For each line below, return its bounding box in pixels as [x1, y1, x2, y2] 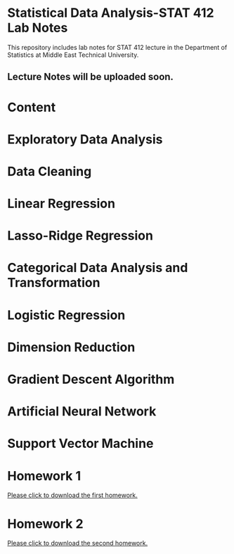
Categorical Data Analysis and [7, 260, 188, 276]
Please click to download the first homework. [7, 491, 138, 500]
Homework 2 [7, 515, 84, 532]
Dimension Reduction [7, 339, 136, 355]
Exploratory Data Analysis [7, 131, 163, 147]
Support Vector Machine [7, 436, 154, 451]
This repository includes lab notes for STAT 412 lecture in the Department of [7, 43, 228, 51]
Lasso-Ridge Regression [7, 228, 153, 244]
